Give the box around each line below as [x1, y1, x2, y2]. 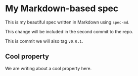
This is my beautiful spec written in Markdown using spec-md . [5, 19, 130, 25]
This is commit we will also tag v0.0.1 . [5, 38, 83, 44]
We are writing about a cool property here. [5, 65, 92, 71]
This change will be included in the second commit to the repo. [5, 28, 134, 34]
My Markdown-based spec [5, 3, 119, 14]
